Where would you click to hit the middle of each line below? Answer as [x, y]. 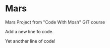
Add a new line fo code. [29, 31]
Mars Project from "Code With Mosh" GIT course [55, 22]
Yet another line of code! [30, 41]
